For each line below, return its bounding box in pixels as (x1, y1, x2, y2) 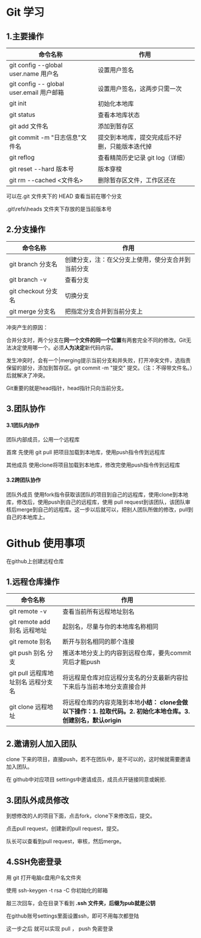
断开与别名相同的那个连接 (62, 638, 135, 646)
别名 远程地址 (9, 626, 47, 635)
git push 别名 (9, 649, 46, 657)
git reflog (9, 154, 35, 161)
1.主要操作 (6, 31, 44, 41)
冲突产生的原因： (6, 323, 48, 330)
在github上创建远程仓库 (6, 557, 64, 564)
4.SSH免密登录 (6, 857, 62, 867)
